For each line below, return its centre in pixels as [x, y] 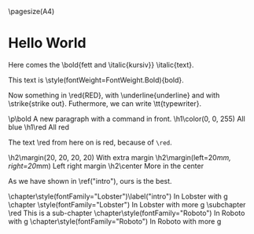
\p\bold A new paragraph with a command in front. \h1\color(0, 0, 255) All [127, 119]
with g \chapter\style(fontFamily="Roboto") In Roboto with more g [115, 221]
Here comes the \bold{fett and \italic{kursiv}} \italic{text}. [101, 64]
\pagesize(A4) [31, 11]
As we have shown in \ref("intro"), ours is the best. [90, 181]
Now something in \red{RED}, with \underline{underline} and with [114, 95]
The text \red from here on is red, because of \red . [90, 142]
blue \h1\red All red [39, 127]
